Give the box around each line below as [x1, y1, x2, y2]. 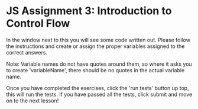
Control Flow [6, 17, 70, 30]
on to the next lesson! [6, 97, 59, 104]
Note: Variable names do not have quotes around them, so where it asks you [6, 60, 192, 68]
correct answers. [6, 49, 48, 56]
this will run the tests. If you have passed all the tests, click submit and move [6, 91, 193, 98]
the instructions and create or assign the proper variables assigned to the [6, 43, 185, 50]
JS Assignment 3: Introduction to [6, 4, 172, 18]
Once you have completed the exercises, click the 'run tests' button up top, [6, 84, 189, 91]
